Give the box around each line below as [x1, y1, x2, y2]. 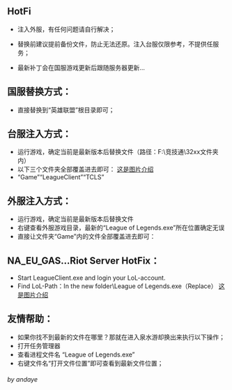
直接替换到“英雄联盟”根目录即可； [17, 105, 115, 114]
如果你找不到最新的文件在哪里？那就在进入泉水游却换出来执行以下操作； [17, 333, 225, 341]
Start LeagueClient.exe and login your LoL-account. [17, 273, 166, 282]
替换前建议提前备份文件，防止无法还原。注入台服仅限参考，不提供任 [17, 40, 213, 48]
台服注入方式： [7, 128, 72, 140]
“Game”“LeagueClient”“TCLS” [17, 173, 105, 181]
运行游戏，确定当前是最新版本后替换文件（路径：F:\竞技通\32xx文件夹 [17, 148, 219, 156]
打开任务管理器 [17, 341, 61, 350]
